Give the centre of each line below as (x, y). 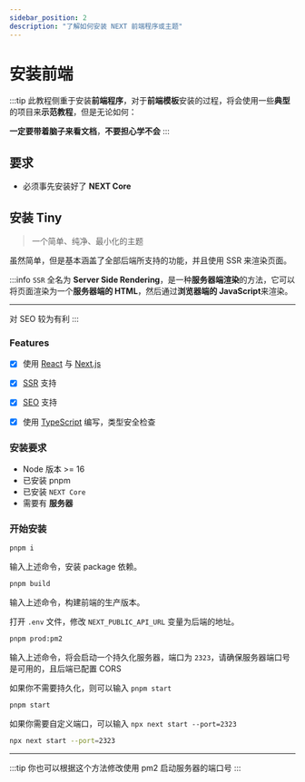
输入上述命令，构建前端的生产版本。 (77, 602)
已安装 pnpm (46, 480)
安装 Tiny (36, 217)
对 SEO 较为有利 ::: (44, 319)
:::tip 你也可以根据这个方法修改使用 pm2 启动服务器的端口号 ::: (125, 767)
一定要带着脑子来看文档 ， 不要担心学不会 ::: (90, 132)
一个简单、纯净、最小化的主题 (87, 241)
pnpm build (30, 584)
